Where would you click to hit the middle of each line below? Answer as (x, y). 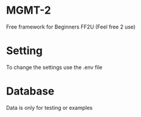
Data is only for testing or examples (49, 107)
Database (30, 91)
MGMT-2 (29, 10)
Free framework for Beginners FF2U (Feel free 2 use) (71, 27)
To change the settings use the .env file (54, 67)
